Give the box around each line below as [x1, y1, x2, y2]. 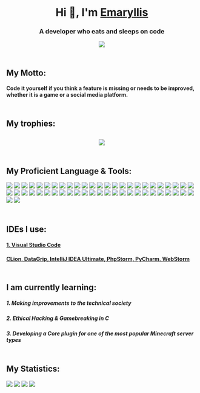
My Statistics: [6, 363, 60, 374]
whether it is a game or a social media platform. [6, 91, 128, 99]
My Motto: [6, 68, 47, 78]
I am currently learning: [6, 282, 97, 293]
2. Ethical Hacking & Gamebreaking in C [6, 315, 109, 322]
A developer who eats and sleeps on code [39, 27, 165, 36]
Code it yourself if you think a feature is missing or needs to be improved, [6, 85, 195, 92]
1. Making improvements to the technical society [6, 299, 132, 307]
